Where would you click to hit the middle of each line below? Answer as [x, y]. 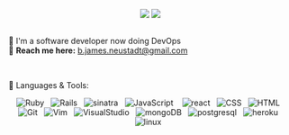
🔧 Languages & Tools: [49, 85]
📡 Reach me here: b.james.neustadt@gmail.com [98, 50]
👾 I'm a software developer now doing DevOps [95, 41]
